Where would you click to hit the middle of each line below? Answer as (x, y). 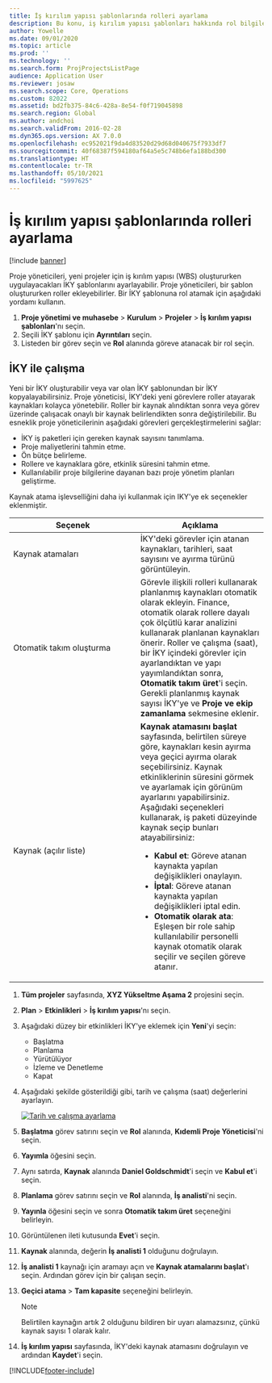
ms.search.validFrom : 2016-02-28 (65, 128)
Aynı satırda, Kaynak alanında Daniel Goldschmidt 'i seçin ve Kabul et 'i (139, 1171)
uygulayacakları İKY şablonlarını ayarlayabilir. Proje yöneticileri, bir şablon (131, 284)
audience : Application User (56, 76)
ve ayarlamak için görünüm (192, 786)
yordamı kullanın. (38, 302)
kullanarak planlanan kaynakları (200, 632)
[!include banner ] (38, 260)
